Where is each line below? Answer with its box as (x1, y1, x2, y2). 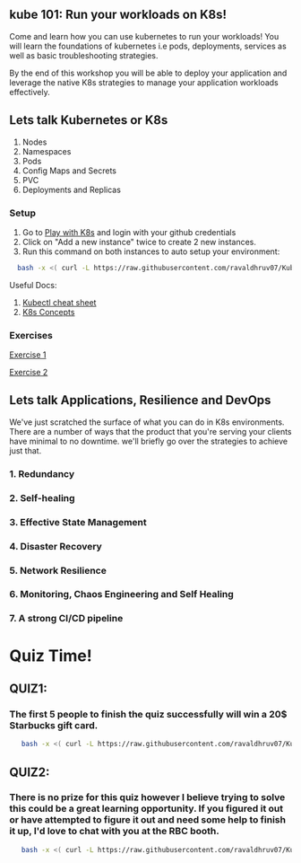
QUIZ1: (9, 681, 47, 696)
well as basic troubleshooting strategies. (9, 49, 159, 61)
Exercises (9, 329, 54, 341)
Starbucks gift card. (9, 718, 99, 731)
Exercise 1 (9, 349, 47, 360)
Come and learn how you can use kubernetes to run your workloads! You (9, 31, 279, 41)
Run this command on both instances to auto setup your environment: (21, 246, 280, 257)
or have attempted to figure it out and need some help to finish (9, 814, 287, 826)
